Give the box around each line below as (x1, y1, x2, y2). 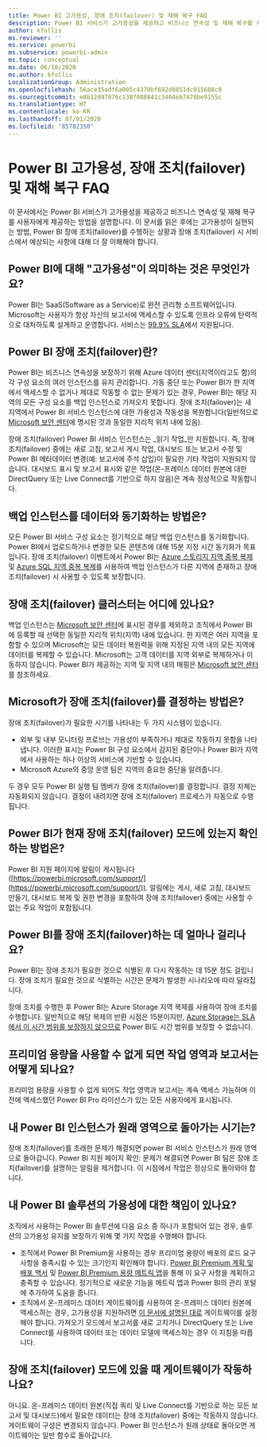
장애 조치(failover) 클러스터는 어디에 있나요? (8, 597, 215, 611)
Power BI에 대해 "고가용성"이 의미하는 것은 (8, 262, 209, 276)
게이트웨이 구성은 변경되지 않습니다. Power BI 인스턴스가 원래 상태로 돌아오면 (8, 1420, 248, 1430)
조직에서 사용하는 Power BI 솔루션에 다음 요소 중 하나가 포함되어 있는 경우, (8, 1221, 238, 1231)
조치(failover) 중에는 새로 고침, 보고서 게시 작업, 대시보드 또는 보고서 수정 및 (8, 444, 242, 454)
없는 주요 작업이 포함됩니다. (8, 902, 94, 912)
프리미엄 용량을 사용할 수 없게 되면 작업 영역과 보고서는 (8, 1047, 259, 1061)
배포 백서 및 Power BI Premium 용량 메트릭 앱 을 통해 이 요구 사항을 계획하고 (19, 1267, 256, 1277)
